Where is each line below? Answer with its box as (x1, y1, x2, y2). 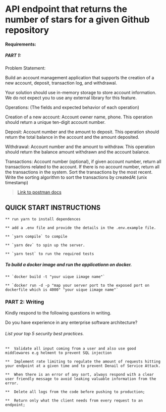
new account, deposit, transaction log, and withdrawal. (5, 80, 117, 86)
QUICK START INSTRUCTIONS (5, 204, 101, 212)
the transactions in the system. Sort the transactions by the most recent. (5, 169, 153, 175)
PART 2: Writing (5, 299, 45, 306)
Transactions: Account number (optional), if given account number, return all (5, 158, 162, 164)
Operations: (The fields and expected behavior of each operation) (5, 104, 140, 110)
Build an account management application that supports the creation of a (5, 74, 155, 80)
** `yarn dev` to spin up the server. (5, 243, 85, 248)
